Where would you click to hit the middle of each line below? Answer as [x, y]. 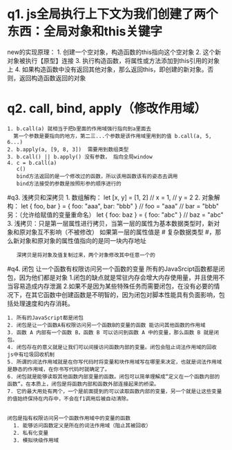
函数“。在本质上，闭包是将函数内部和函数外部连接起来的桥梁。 [83, 384]
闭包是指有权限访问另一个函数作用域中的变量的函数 [69, 418]
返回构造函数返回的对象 [52, 78]
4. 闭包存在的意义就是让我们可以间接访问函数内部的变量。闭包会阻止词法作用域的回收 [112, 347]
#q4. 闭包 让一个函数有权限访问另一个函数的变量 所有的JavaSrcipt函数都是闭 [116, 269]
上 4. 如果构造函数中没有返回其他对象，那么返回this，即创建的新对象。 [108, 69]
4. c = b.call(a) [32, 163]
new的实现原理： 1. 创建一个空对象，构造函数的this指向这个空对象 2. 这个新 [114, 52]
